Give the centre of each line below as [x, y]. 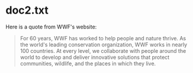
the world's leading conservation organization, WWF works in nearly [104, 45]
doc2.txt [27, 10]
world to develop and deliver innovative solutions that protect [95, 57]
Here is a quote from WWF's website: [51, 27]
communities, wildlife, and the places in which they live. [88, 64]
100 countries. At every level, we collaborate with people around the [103, 50]
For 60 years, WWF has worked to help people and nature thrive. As [103, 38]
